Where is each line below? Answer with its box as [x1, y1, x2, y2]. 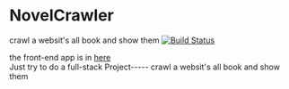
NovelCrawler [9, 5, 115, 26]
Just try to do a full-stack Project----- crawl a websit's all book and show [9, 61, 281, 72]
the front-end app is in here [9, 52, 111, 62]
